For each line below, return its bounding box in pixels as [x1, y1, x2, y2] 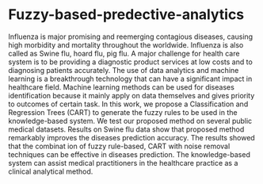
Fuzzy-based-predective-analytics [8, 6, 245, 24]
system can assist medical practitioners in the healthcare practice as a [8, 158, 238, 167]
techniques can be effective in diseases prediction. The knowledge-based [8, 149, 251, 159]
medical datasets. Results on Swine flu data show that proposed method [8, 125, 245, 134]
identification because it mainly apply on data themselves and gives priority [8, 90, 255, 100]
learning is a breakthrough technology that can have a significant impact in [8, 74, 253, 83]
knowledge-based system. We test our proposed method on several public [8, 116, 253, 125]
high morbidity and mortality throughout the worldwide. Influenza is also [8, 40, 244, 49]
